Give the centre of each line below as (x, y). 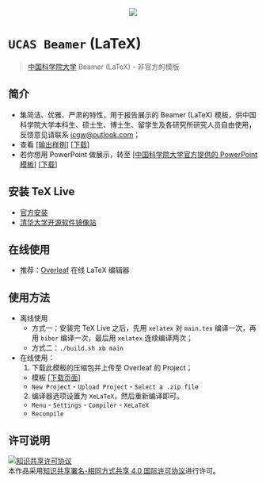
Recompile (48, 414)
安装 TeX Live (42, 192)
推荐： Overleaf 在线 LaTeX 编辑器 (74, 270)
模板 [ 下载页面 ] (56, 378)
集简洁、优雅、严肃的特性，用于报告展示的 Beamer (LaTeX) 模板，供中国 (138, 114)
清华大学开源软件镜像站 (58, 222)
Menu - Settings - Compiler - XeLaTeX (90, 405)
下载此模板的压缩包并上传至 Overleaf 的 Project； (112, 368)
